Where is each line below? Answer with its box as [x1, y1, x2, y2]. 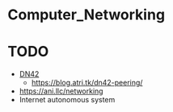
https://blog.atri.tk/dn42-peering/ [31, 78, 143, 88]
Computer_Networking [7, 6, 166, 24]
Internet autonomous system [19, 95, 116, 105]
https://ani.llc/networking [19, 86, 103, 96]
